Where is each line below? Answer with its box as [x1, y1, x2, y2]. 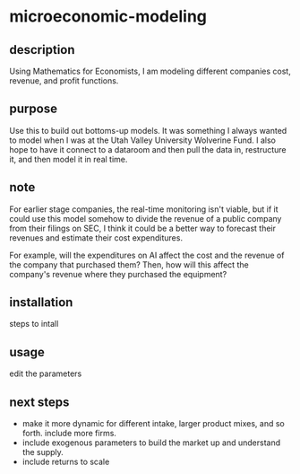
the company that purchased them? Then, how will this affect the [9, 259, 249, 270]
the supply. [21, 447, 64, 458]
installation [9, 294, 73, 311]
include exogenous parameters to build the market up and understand [21, 437, 280, 448]
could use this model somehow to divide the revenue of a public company [9, 213, 282, 224]
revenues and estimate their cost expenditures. [9, 232, 184, 243]
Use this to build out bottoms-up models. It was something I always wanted [9, 125, 287, 136]
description [9, 42, 75, 57]
